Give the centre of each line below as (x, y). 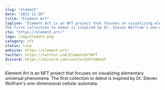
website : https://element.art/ (37, 50)
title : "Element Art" (27, 18)
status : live (18, 46)
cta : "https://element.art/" (35, 32)
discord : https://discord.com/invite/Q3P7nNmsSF (56, 59)
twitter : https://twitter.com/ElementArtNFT (51, 55)
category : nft (20, 41)
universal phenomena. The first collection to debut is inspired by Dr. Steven (81, 78)
